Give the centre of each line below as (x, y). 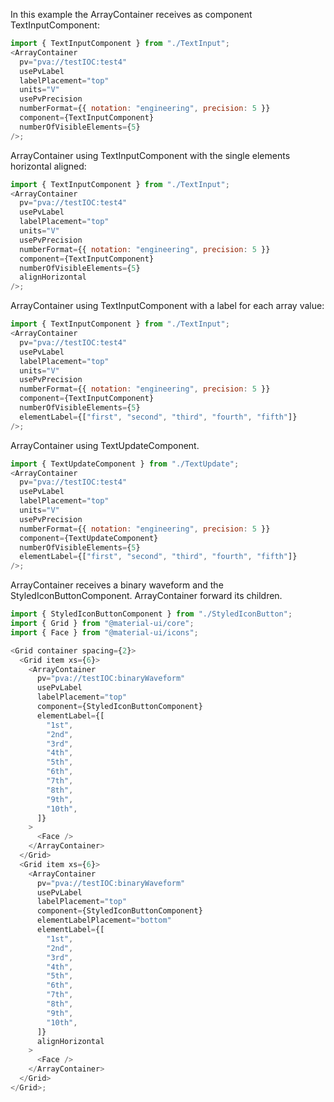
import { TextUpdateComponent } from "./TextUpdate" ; (125, 464)
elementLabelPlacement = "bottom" (104, 920)
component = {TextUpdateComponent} (89, 538)
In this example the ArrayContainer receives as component (131, 14)
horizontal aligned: (48, 166)
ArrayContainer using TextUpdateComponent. (105, 445)
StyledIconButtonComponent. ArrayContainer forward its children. (146, 596)
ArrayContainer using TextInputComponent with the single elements (150, 155)
